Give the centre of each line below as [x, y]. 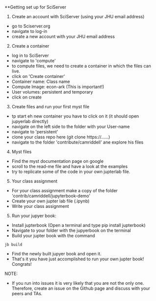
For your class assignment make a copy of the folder [65, 190]
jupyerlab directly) [30, 121]
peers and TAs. [27, 293]
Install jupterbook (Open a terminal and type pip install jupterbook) [78, 225]
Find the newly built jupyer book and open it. [56, 254]
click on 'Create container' [38, 76]
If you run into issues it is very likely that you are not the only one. [78, 283]
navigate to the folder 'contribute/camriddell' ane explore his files [78, 142]
